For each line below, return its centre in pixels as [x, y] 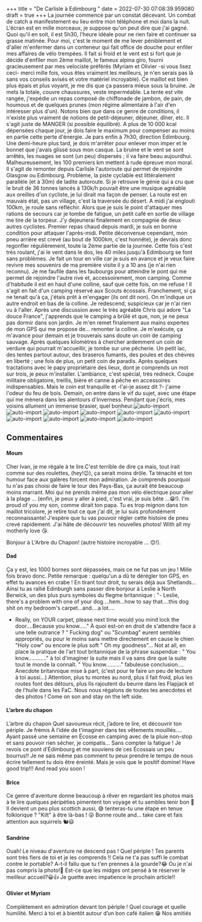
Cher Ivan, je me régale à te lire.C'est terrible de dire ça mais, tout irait [93, 466]
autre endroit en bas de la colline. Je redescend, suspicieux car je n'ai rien [99, 303]
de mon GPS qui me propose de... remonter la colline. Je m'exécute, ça [95, 329]
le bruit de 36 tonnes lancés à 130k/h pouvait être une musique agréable [96, 188]
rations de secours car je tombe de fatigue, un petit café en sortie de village [100, 214]
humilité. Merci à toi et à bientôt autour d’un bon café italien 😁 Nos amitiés [99, 913]
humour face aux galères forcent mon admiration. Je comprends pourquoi [98, 479]
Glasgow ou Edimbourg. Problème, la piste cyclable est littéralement [91, 175]
